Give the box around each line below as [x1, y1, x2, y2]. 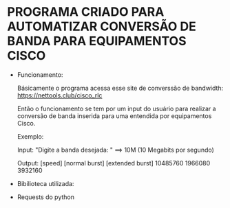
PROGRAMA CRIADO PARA [7, 4, 165, 20]
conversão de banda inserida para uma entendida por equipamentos [17, 111, 212, 120]
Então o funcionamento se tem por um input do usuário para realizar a [17, 104, 216, 113]
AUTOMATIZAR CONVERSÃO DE [7, 19, 196, 34]
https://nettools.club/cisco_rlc [17, 91, 103, 100]
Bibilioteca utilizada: [17, 179, 74, 187]
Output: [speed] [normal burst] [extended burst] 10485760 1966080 [17, 159, 211, 167]
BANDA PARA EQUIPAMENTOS [7, 34, 187, 49]
